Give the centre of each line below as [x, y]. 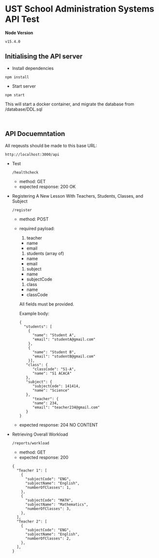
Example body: [34, 313]
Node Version [19, 33]
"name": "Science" [51, 390]
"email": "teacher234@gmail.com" [66, 407]
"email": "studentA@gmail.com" [64, 339]
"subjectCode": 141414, [56, 386]
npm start [15, 95]
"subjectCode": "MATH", [49, 500]
